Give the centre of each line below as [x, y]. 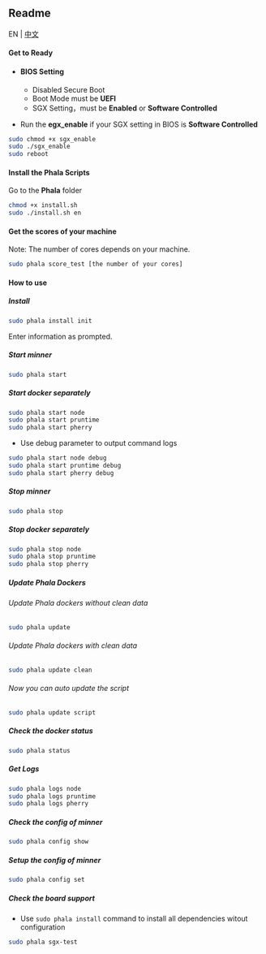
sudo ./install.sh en [45, 213]
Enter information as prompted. [60, 336]
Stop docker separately [49, 529]
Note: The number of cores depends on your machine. [99, 249]
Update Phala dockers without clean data [78, 603]
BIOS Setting [42, 71]
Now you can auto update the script [69, 689]
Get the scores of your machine [63, 231]
